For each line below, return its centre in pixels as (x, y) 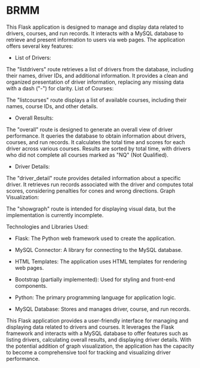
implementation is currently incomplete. (55, 215)
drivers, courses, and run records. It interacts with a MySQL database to (95, 33)
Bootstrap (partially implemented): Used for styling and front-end (95, 279)
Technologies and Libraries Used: (47, 226)
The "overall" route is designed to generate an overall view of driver (90, 129)
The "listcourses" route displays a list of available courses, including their (96, 100)
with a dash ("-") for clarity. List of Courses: (60, 88)
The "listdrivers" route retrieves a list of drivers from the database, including (100, 69)
